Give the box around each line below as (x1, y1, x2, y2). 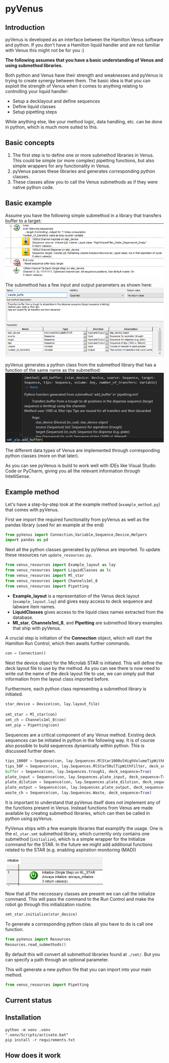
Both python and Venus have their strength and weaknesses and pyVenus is (5, 72, 163, 78)
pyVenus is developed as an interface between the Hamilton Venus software (5, 36, 163, 42)
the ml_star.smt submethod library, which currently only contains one (5, 831, 150, 837)
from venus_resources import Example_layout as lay (5, 562, 116, 567)
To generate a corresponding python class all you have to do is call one (5, 921, 153, 927)
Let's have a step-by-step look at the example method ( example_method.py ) (5, 501, 160, 507)
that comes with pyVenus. (5, 506, 59, 513)
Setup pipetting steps (12, 109, 57, 115)
